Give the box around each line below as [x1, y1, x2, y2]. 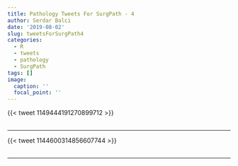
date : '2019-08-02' [7, 23, 65, 30]
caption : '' [13, 83, 50, 90]
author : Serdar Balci [7, 17, 72, 24]
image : [7, 76, 27, 83]
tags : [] [7, 69, 33, 76]
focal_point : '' [13, 89, 62, 96]
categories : [7, 37, 42, 44]
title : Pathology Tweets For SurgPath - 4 [7, 10, 135, 18]
